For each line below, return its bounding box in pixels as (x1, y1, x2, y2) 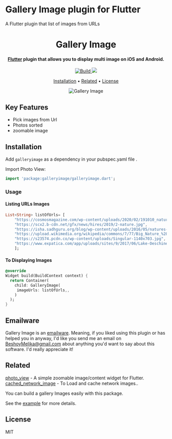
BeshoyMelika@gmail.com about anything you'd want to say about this (5, 341, 155, 347)
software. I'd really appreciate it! (5, 346, 73, 352)
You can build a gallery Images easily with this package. (5, 390, 124, 396)
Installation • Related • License (53, 78, 119, 84)
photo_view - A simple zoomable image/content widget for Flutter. (5, 375, 144, 381)
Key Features (5, 103, 49, 112)
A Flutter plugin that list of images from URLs (5, 21, 100, 27)
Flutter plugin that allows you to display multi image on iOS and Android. (7, 56, 165, 62)
